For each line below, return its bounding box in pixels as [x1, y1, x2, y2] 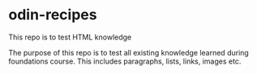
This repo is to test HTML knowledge [8, 32, 132, 42]
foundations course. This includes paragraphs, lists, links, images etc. [8, 56, 242, 66]
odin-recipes [8, 6, 97, 24]
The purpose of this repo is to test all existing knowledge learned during [8, 47, 249, 57]
